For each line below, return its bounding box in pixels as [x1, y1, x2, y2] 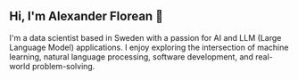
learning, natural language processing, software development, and [9, 51, 254, 62]
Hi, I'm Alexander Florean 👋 [9, 9, 163, 24]
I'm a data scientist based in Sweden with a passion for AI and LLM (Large [9, 32, 282, 43]
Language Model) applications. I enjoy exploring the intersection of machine [9, 42, 289, 52]
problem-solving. [31, 60, 95, 71]
